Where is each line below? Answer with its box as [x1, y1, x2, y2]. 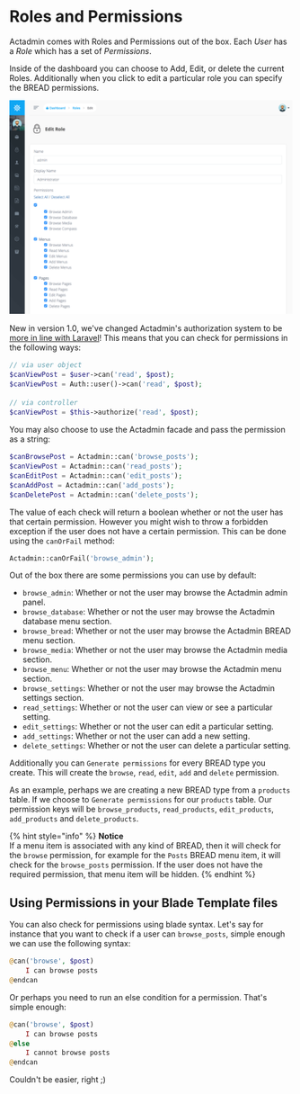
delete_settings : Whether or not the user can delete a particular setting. [22, 740, 291, 751]
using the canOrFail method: [9, 535, 115, 546]
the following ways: [9, 342, 82, 353]
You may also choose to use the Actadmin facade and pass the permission [9, 425, 286, 435]
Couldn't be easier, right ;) [9, 1074, 106, 1085]
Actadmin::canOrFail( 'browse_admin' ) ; [9, 553, 154, 563]
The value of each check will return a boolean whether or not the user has [9, 507, 284, 517]
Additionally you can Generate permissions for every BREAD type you [9, 758, 267, 768]
